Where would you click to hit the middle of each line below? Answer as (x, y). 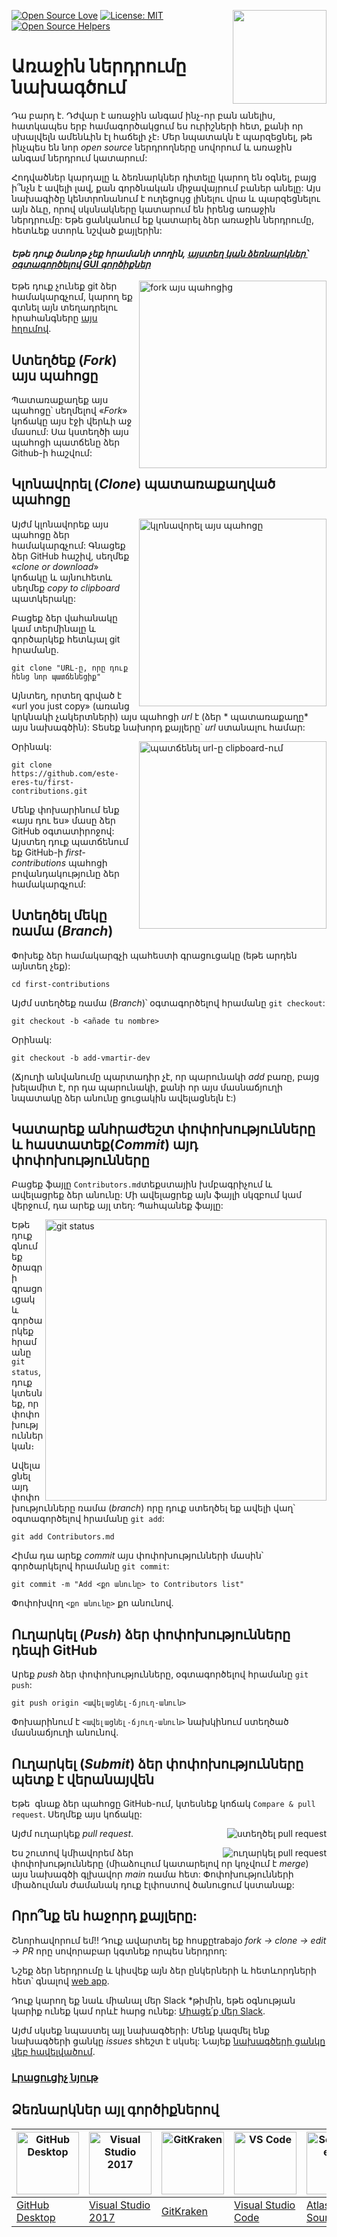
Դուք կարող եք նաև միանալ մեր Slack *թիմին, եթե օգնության (153, 2000)
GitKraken (185, 2211)
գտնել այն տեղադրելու (64, 307)
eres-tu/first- (43, 782)
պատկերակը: (43, 598)
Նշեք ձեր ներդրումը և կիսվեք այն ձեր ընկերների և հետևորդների (164, 1970)
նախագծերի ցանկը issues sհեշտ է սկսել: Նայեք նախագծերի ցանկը (168, 2041)
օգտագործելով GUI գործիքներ (81, 264)
